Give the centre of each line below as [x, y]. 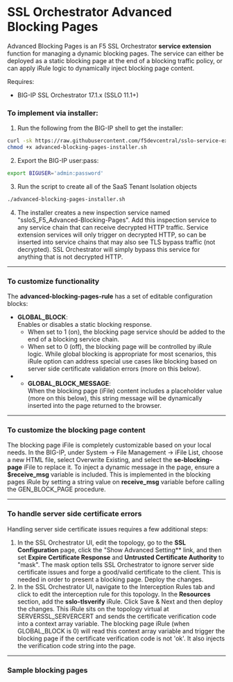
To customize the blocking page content [76, 429]
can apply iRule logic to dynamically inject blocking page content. [101, 68]
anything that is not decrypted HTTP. [70, 257]
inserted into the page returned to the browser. [94, 406]
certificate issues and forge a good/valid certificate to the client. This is [119, 572]
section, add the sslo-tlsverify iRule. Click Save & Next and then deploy [120, 602]
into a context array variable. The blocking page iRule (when [103, 623]
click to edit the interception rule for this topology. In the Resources [114, 594]
